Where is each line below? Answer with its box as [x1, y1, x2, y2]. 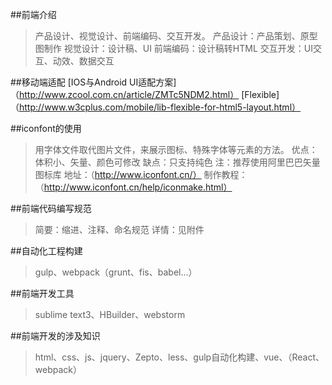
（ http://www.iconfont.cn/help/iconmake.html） [34, 181, 233, 193]
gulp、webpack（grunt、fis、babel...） [34, 266, 198, 278]
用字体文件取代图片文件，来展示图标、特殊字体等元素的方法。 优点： [34, 144, 318, 155]
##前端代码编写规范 [10, 203, 92, 214]
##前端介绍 [10, 9, 57, 20]
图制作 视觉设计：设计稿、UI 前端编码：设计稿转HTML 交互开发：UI [34, 43, 313, 54]
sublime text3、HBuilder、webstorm [34, 309, 186, 320]
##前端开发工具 [10, 288, 75, 299]
